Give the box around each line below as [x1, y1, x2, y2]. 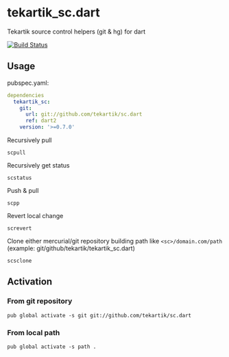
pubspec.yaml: [7, 79, 49, 87]
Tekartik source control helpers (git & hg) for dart [7, 27, 146, 36]
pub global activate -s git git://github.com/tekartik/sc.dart [7, 312, 192, 319]
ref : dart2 [25, 118, 57, 124]
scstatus [7, 174, 32, 181]
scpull [7, 149, 26, 156]
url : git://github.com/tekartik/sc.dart [25, 111, 143, 118]
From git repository [7, 296, 73, 306]
